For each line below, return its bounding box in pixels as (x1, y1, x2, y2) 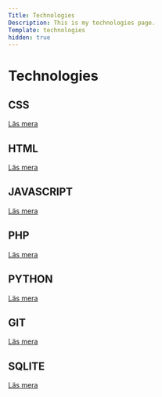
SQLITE (8, 359, 45, 373)
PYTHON (8, 272, 53, 286)
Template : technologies (8, 26, 86, 34)
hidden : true (8, 33, 51, 42)
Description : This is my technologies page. (8, 19, 156, 27)
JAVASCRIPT (8, 185, 73, 198)
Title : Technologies (8, 11, 76, 20)
